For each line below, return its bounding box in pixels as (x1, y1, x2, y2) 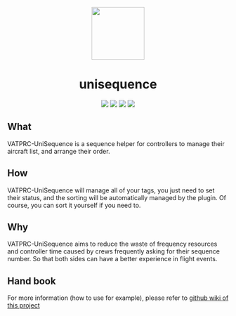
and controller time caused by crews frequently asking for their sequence (7, 247, 220, 256)
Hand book (7, 275, 56, 287)
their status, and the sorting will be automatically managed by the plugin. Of (7, 193, 227, 202)
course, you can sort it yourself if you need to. (7, 201, 141, 209)
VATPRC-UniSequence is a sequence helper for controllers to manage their (7, 139, 225, 147)
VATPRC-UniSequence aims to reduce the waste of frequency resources (7, 239, 218, 249)
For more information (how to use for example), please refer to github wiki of (7, 294, 229, 302)
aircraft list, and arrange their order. (7, 147, 110, 155)
